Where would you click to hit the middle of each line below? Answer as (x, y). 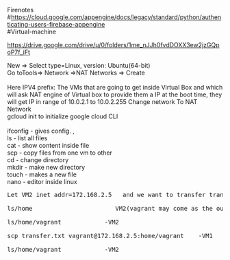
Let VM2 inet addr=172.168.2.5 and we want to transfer (106, 195)
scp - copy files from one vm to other (60, 153)
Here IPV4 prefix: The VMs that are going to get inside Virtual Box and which (115, 87)
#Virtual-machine (32, 31)
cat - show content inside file (48, 145)
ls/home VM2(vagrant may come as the (110, 208)
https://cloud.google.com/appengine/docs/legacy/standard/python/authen (116, 17)
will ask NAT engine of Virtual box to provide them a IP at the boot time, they (115, 94)
